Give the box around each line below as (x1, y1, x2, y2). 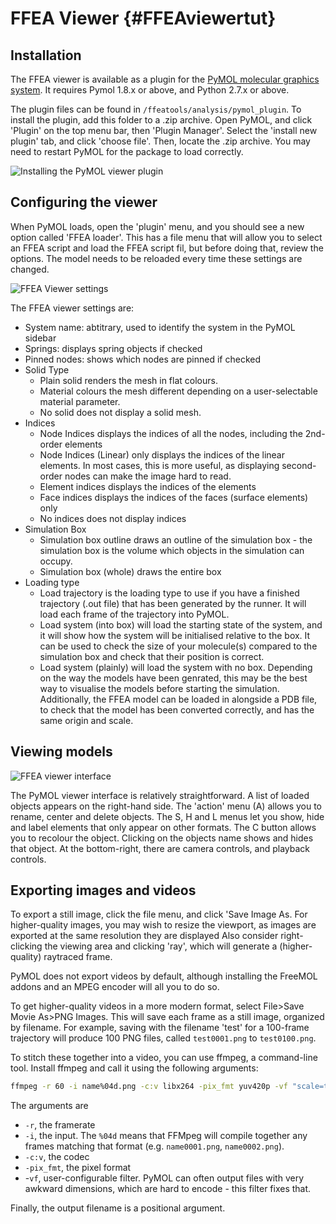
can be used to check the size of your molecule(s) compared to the (39, 640, 318, 652)
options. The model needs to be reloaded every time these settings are (10, 252, 303, 264)
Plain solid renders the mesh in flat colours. (39, 374, 218, 386)
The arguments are (10, 1100, 89, 1112)
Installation (10, 47, 82, 64)
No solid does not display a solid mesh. (39, 406, 202, 418)
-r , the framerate (24, 1119, 96, 1131)
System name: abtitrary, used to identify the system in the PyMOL (24, 321, 296, 333)
